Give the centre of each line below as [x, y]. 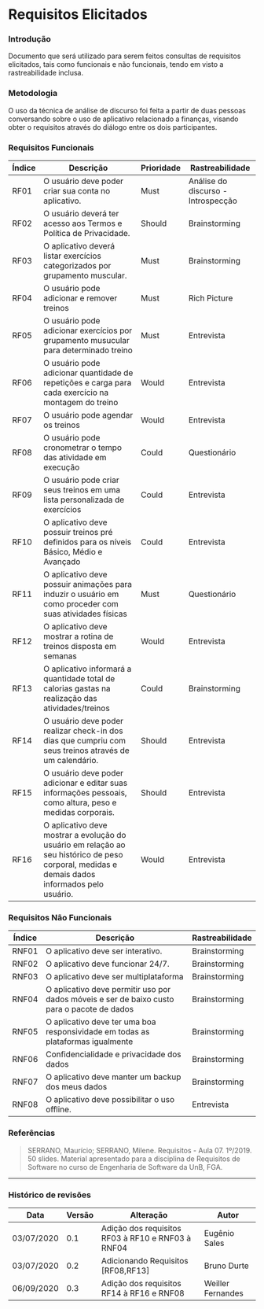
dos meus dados [77, 1087]
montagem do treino [81, 403]
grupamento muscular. [85, 275]
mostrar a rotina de [78, 636]
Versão [80, 1215]
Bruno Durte [226, 1266]
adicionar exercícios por [88, 330]
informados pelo [73, 884]
